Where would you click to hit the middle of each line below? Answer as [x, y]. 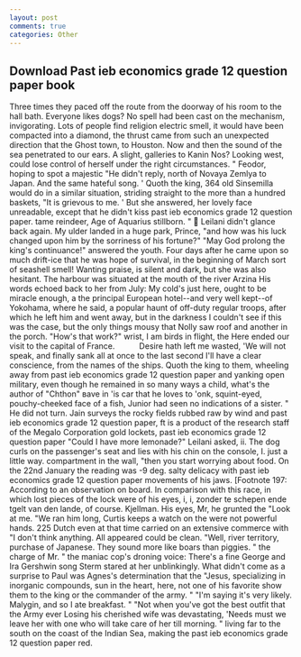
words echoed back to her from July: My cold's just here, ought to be [138, 288]
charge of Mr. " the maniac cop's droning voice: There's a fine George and [147, 557]
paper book [42, 85]
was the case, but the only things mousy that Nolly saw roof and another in [149, 327]
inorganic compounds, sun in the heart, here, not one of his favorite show [146, 586]
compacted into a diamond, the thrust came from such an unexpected [139, 135]
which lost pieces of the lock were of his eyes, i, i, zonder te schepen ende [148, 499]
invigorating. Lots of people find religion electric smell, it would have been [146, 126]
